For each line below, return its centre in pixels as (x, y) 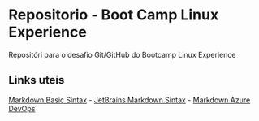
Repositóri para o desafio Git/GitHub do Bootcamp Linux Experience (122, 54)
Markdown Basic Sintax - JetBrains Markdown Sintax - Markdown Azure (129, 100)
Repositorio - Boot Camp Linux (114, 15)
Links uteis (37, 80)
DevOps (22, 108)
